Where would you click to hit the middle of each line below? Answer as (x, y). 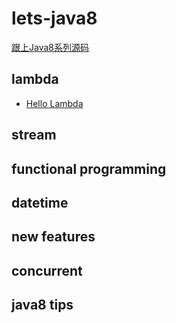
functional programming (89, 168)
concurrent (47, 270)
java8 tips (42, 305)
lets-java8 (54, 18)
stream (34, 135)
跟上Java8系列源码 (50, 47)
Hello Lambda (54, 103)
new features (53, 237)
